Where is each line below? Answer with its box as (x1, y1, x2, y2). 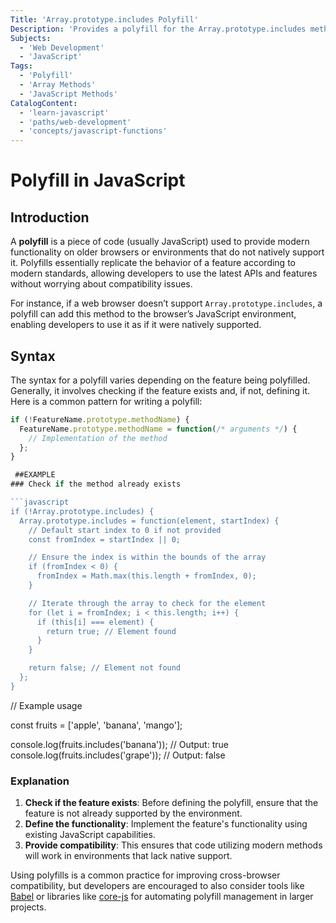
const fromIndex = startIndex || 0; (28, 534, 182, 545)
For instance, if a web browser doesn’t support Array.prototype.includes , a (10, 297, 323, 310)
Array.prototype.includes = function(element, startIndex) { (19, 516, 280, 526)
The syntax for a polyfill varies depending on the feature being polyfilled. (10, 374, 311, 386)
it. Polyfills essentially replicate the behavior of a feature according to (10, 257, 296, 269)
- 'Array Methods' (19, 80, 97, 90)
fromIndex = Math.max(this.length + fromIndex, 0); (36, 571, 257, 581)
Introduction (10, 209, 90, 226)
